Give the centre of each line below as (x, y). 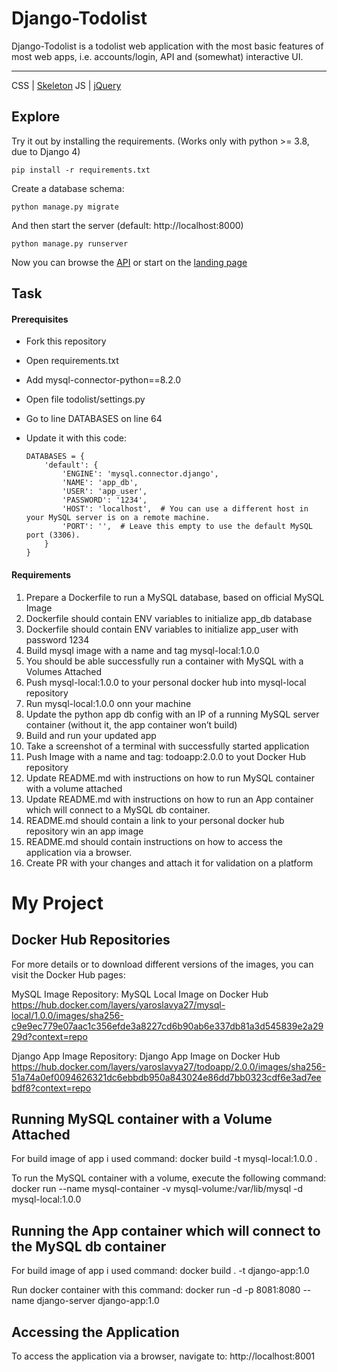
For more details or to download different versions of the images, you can (162, 964)
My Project (57, 903)
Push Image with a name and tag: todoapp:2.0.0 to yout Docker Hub (166, 756)
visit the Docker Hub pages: (68, 974)
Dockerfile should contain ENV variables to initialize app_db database (169, 618)
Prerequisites (40, 319)
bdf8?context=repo (51, 1088)
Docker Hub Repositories (91, 940)
